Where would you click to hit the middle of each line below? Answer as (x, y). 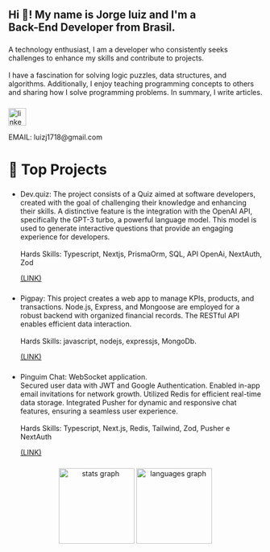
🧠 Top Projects (58, 170)
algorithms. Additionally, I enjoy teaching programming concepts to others (131, 84)
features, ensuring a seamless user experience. (99, 411)
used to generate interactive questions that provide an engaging (127, 228)
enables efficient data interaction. (76, 324)
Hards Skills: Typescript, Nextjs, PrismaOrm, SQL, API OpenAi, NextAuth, (141, 254)
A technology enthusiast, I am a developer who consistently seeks (118, 50)
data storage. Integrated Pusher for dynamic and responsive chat (128, 403)
